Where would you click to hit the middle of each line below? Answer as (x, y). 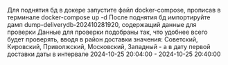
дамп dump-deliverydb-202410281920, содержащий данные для (102, 25)
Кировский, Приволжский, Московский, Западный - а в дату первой (109, 47)
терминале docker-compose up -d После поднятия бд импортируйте (109, 17)
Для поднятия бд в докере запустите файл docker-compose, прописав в (114, 10)
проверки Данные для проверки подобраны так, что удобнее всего (107, 32)
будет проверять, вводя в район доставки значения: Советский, (103, 39)
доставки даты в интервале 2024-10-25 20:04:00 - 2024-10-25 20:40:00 (114, 54)
